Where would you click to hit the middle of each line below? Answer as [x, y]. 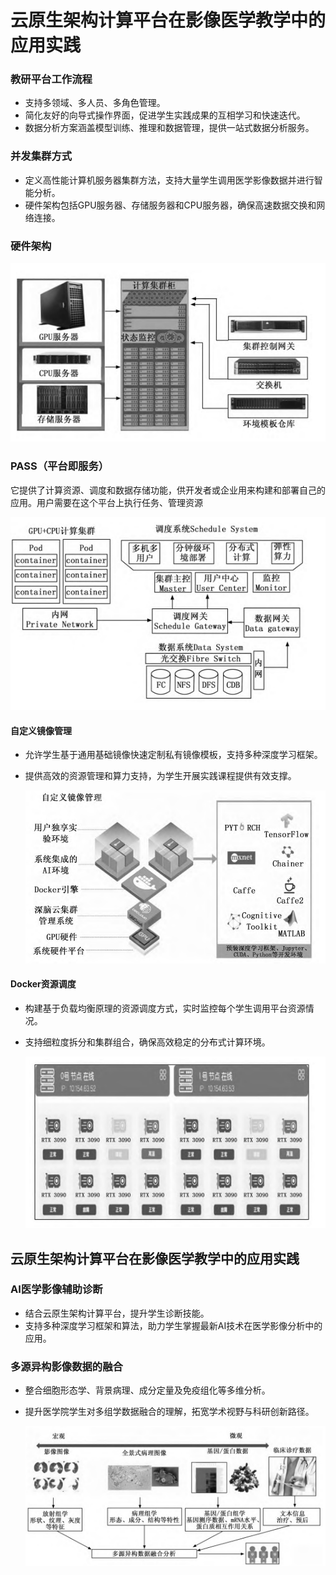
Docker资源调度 [43, 984]
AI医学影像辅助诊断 [56, 1289]
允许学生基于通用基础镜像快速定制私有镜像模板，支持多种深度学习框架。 [173, 755]
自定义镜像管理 [41, 730]
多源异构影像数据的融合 [66, 1366]
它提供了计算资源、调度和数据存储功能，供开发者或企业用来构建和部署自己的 [168, 490]
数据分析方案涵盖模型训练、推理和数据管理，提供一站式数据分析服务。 [169, 128]
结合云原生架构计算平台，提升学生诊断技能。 [117, 1313]
